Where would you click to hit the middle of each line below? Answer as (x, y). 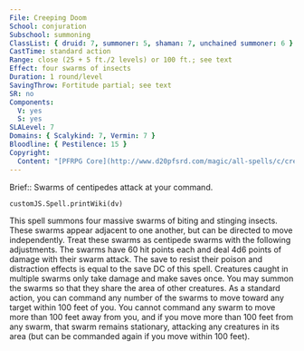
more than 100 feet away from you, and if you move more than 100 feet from (152, 317)
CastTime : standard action (60, 52)
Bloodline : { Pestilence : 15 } (68, 144)
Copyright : (30, 152)
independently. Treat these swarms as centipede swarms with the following (150, 239)
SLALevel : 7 (32, 128)
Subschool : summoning (50, 34)
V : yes (30, 111)
